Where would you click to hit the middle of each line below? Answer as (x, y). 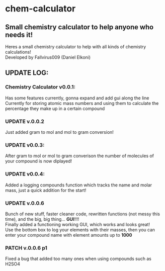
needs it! (19, 35)
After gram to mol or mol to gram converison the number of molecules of (80, 156)
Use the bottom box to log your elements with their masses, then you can (80, 230)
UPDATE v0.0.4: (25, 174)
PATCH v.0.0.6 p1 (26, 248)
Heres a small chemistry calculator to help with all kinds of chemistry (76, 47)
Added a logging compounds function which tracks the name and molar (79, 185)
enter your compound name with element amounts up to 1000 (69, 235)
